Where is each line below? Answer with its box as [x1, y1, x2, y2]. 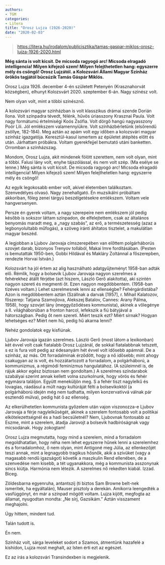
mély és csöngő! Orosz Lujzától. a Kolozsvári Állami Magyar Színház [5, 69, 148, 74]
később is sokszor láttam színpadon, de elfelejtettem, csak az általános [5, 215, 149, 220]
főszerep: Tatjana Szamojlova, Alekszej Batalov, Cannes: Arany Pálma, [5, 297, 147, 303]
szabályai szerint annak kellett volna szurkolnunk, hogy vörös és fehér [5, 374, 147, 379]
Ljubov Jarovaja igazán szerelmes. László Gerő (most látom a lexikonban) [5, 337, 154, 343]
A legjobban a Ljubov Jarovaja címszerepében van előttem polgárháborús [5, 240, 155, 246]
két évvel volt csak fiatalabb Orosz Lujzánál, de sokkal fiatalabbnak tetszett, [5, 342, 159, 347]
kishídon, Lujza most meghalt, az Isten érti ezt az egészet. [5, 545, 123, 550]
